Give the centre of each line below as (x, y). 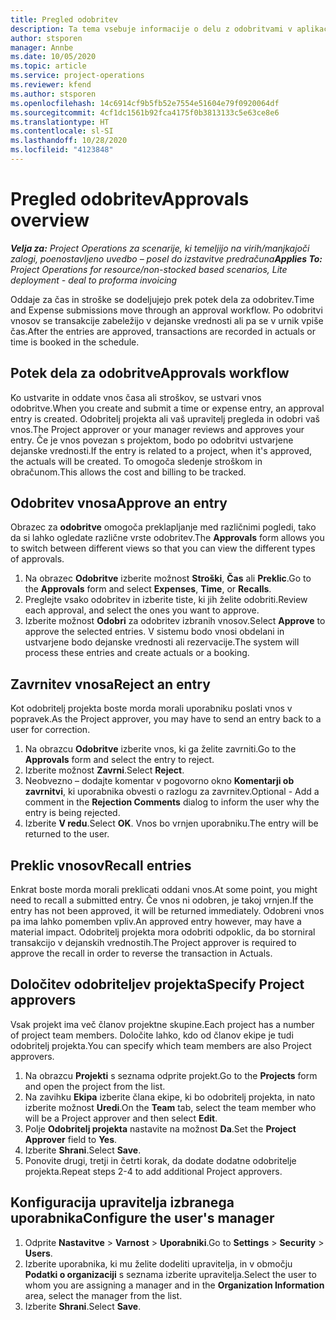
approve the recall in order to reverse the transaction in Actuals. (141, 953)
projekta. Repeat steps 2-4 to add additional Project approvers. (153, 1171)
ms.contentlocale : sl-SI (62, 131)
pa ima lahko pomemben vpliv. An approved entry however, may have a (156, 922)
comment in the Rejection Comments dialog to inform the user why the (172, 802)
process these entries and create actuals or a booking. (137, 653)
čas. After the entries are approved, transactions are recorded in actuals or (163, 331)
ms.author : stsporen (53, 94)
